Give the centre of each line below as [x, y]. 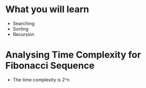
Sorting [21, 28]
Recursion [23, 34]
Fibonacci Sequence [50, 66]
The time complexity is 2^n [41, 79]
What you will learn [47, 9]
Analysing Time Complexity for [73, 55]
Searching [24, 23]
